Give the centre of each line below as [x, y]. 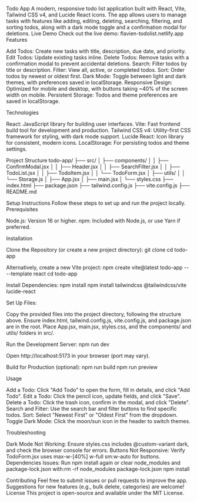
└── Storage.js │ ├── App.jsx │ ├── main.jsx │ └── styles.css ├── [90, 179]
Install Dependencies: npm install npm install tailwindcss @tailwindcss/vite [96, 285]
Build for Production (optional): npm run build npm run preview [82, 367]
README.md [21, 192]
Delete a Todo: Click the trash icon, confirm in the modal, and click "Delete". [98, 402]
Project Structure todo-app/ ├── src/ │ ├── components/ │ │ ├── [87, 160]
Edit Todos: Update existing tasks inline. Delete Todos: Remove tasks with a [98, 57]
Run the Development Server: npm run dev [58, 344]
